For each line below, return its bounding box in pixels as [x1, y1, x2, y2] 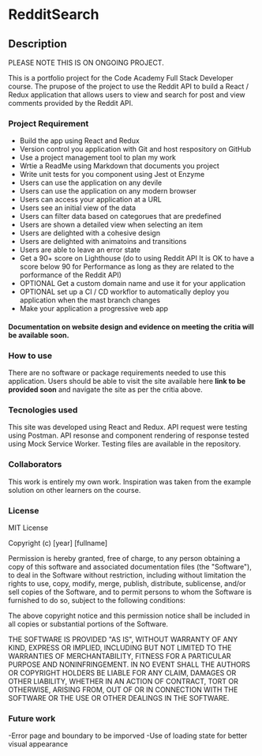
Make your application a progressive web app [19, 304, 168, 314]
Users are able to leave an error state [19, 245, 140, 254]
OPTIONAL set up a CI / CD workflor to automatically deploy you [19, 287, 230, 297]
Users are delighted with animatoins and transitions [19, 237, 187, 246]
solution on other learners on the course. [8, 485, 141, 495]
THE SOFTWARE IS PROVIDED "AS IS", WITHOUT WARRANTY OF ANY [8, 634, 238, 645]
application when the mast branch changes [19, 295, 160, 305]
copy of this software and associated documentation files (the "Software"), [8, 562, 253, 572]
